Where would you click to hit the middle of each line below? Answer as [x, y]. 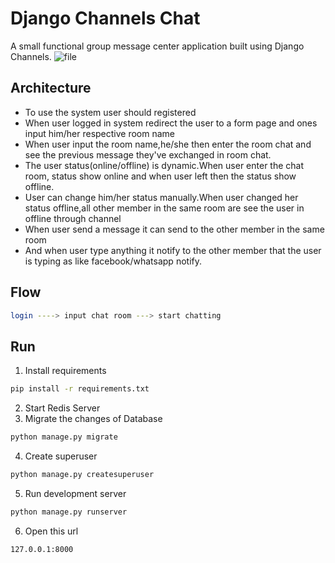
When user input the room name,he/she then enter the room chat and [168, 144]
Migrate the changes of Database [93, 419]
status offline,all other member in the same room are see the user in [164, 208]
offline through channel [73, 218]
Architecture [51, 88]
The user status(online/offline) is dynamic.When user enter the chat [164, 165]
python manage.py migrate [64, 437]
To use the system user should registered [110, 112]
